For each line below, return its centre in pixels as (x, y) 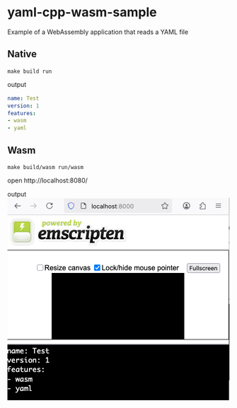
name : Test (23, 98)
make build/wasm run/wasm (45, 167)
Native (22, 54)
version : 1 (23, 106)
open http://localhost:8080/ (48, 180)
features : (22, 113)
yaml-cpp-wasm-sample (82, 12)
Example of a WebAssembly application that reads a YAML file (98, 32)
